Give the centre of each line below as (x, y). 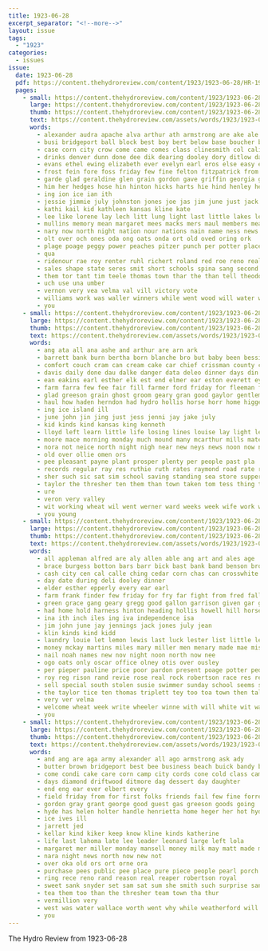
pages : (26, 90)
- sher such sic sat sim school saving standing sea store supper (150, 477)
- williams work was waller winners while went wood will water (146, 298)
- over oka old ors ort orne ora (93, 863)
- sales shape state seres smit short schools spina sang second (148, 269)
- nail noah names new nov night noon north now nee (126, 655)
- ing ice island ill (73, 410)
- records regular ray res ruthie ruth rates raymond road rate (146, 470)
